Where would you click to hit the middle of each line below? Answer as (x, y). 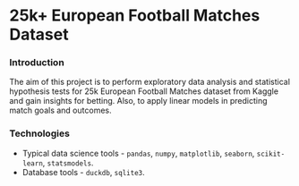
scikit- (271, 154)
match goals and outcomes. (60, 110)
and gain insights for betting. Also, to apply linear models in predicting (138, 101)
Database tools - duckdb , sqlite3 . (83, 172)
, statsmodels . (68, 163)
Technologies (39, 133)
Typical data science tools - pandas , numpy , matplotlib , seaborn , (138, 153)
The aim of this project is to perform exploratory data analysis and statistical (150, 82)
